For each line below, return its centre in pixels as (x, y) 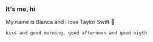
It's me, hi (21, 9)
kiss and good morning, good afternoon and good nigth (76, 33)
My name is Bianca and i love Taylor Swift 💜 (60, 22)
